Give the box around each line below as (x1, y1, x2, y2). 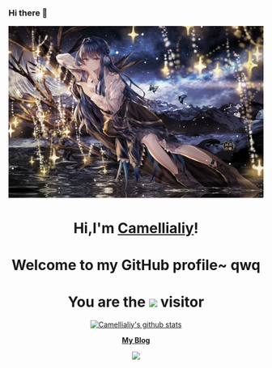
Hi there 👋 (8, 7, 49, 19)
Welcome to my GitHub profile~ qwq (11, 256, 261, 274)
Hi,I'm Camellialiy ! (73, 218, 199, 237)
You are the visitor (67, 293, 205, 311)
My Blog (121, 335, 151, 345)
